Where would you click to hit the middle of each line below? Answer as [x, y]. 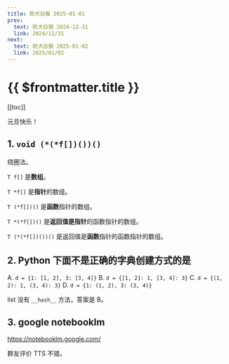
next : [15, 40]
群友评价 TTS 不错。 [37, 353]
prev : [15, 20]
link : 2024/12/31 [39, 33]
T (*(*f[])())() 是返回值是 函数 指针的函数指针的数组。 [87, 236]
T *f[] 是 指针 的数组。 [39, 191]
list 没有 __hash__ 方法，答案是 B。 [57, 299]
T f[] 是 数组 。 [28, 177]
